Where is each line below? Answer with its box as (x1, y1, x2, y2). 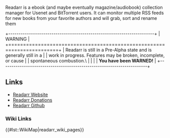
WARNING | (5, 36, 30, 42)
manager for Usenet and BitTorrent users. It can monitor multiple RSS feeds (5, 10, 164, 16)
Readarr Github (12, 102, 45, 108)
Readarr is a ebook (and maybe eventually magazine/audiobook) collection (5, 5, 163, 10)
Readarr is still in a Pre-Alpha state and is (65, 47, 152, 53)
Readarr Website (12, 91, 48, 98)
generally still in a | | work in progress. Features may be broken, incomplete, (5, 52, 165, 58)
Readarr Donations (12, 97, 53, 103)
